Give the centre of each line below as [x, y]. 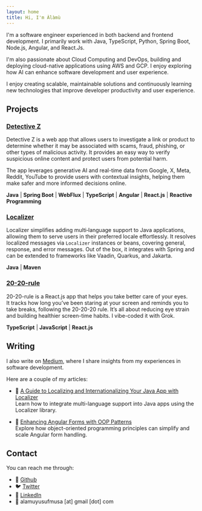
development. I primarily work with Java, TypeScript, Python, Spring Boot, [98, 41]
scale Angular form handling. [51, 434]
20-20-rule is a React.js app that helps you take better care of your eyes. [97, 296]
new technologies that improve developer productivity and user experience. [101, 90]
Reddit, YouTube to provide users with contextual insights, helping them [96, 177]
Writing [21, 346]
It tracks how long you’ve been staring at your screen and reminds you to [97, 303]
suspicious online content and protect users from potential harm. [87, 159]
